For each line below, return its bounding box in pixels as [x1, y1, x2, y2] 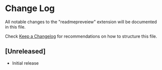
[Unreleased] [5, 47, 46, 56]
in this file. [5, 24, 26, 29]
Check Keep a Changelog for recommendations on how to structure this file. [5, 33, 158, 39]
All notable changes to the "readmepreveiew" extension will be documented [5, 19, 157, 25]
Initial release [12, 60, 39, 66]
